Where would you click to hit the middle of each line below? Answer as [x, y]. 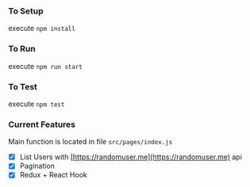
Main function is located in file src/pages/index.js [90, 142]
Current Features [42, 124]
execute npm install [42, 29]
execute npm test [37, 104]
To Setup [26, 11]
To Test [23, 86]
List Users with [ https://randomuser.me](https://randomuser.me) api [131, 157]
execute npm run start [46, 66]
